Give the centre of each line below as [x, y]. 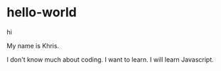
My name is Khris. [33, 45]
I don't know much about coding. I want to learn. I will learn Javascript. [110, 59]
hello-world [42, 12]
